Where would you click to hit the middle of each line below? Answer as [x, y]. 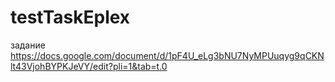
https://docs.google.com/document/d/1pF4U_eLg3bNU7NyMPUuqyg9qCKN [167, 55]
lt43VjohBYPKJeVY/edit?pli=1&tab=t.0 [89, 66]
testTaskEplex [70, 17]
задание [28, 45]
